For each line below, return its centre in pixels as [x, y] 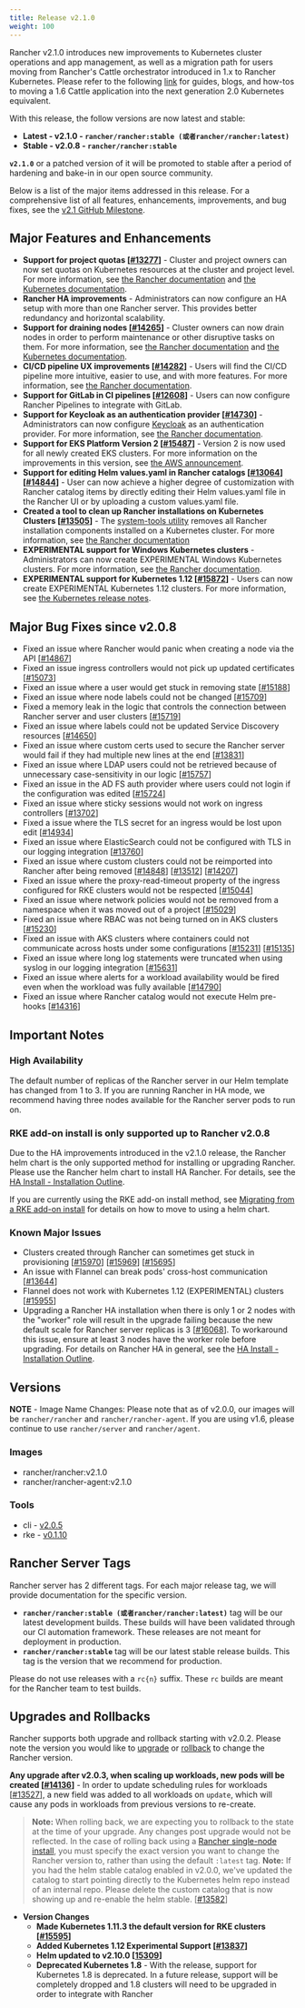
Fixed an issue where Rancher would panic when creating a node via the [158, 649]
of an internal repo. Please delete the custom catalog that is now [152, 1890]
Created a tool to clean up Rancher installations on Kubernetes [143, 511]
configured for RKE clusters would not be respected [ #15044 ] [138, 890]
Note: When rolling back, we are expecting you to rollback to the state [162, 1822]
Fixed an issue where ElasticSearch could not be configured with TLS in [157, 842]
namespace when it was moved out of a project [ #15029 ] [129, 909]
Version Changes [56, 1917]
